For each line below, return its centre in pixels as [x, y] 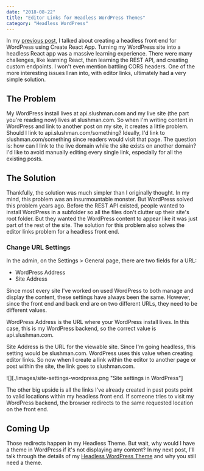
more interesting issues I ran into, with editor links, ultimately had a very [97, 73]
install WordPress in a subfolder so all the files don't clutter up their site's [98, 212]
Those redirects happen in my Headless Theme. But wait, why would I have [101, 444]
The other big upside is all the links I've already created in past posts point [100, 390]
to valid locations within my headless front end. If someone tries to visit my [100, 397]
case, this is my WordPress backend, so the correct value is [81, 329]
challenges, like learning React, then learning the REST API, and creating [97, 60]
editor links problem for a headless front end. [63, 232]
